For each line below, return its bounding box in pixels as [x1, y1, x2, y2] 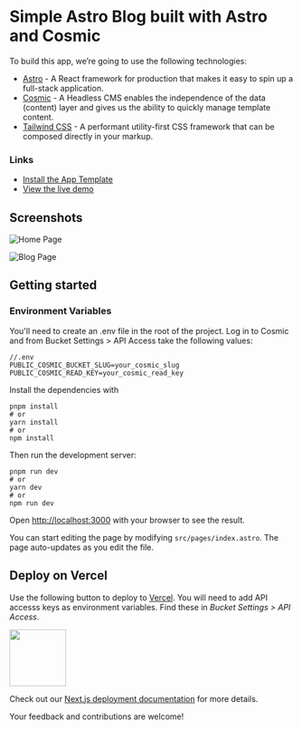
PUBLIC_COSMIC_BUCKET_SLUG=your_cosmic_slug [9, 360, 180, 369]
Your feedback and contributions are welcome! [9, 711, 184, 722]
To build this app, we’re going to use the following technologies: [9, 55, 247, 66]
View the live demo [22, 184, 94, 195]
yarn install [9, 417, 59, 427]
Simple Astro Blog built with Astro [9, 6, 269, 27]
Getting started [9, 278, 98, 293]
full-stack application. [22, 82, 104, 93]
